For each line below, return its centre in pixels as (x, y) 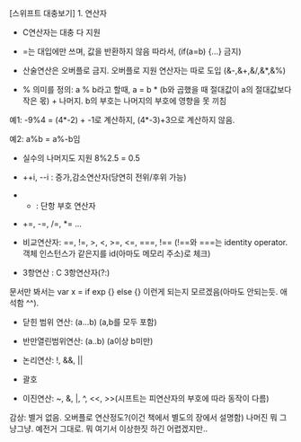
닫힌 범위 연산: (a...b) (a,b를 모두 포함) (89, 322)
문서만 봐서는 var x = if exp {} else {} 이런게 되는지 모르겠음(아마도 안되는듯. (144, 292)
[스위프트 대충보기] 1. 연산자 (58, 13)
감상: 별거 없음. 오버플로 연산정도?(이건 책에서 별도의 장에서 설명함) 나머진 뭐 (143, 417)
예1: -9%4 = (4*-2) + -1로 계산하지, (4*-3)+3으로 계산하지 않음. (122, 120)
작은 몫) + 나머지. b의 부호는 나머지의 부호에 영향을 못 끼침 (124, 101)
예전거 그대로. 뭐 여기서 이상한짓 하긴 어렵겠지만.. (122, 429)
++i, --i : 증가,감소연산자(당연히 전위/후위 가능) (104, 177)
